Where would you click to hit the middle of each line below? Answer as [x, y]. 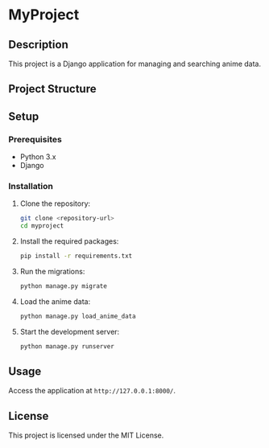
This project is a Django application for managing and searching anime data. [135, 64]
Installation [31, 186]
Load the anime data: [55, 301]
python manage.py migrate [63, 286]
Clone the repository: [55, 203]
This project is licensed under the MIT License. [86, 435]
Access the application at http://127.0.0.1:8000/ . [92, 391]
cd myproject [42, 226]
